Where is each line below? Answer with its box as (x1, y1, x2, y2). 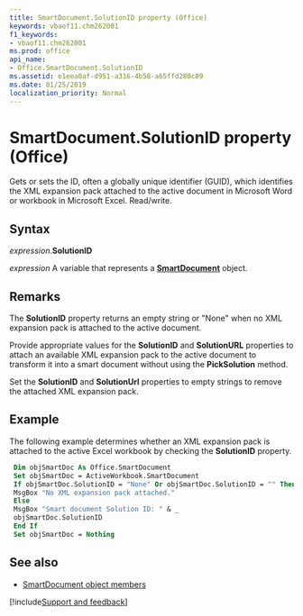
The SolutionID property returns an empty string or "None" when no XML (9, 313, 282, 324)
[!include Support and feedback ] (9, 596, 128, 607)
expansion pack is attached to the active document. (9, 322, 202, 333)
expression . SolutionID (9, 245, 93, 257)
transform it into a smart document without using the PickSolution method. (9, 359, 289, 370)
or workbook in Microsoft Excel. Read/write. (9, 195, 173, 206)
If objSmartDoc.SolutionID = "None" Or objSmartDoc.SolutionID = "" (13, 479, 277, 489)
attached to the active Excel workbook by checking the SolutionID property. (9, 445, 292, 456)
